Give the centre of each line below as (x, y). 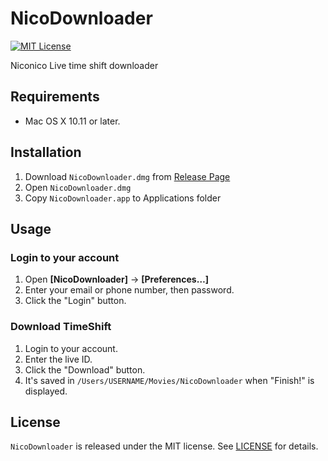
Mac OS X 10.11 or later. (72, 121)
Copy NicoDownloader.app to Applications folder (123, 198)
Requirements (55, 97)
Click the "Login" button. (75, 301)
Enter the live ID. (58, 359)
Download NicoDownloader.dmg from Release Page (127, 176)
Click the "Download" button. (85, 369)
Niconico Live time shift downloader (84, 65)
